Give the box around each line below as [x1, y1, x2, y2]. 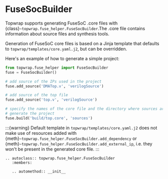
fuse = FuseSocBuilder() [5, 70, 57, 75]
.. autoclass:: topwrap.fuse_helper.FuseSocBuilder [5, 155, 115, 161]
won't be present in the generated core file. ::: [5, 146, 100, 152]
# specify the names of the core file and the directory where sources [5, 106, 157, 111]
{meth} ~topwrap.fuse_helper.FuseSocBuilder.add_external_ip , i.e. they [5, 140, 152, 146]
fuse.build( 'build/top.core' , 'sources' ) [5, 115, 93, 121]
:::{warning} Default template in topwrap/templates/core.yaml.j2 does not [5, 124, 157, 131]
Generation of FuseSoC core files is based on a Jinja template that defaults [5, 40, 159, 46]
